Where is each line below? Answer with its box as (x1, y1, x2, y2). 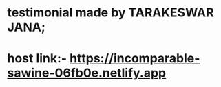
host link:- (7, 51, 67, 66)
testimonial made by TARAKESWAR (7, 5, 215, 21)
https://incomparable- (70, 51, 200, 66)
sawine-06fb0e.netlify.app (7, 65, 167, 81)
